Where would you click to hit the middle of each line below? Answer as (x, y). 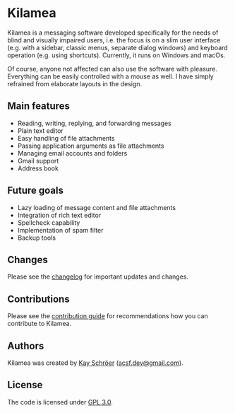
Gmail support (38, 161)
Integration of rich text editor (59, 215)
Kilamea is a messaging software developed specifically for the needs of (113, 33)
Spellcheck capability (49, 222)
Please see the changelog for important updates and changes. (98, 277)
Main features (39, 106)
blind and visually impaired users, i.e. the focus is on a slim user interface (114, 40)
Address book (38, 168)
